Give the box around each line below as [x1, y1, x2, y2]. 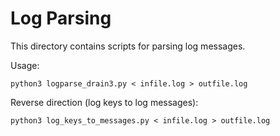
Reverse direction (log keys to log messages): [10, 96, 199, 108]
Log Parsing [10, 7, 112, 30]
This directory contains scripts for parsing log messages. [10, 40, 246, 52]
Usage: [10, 59, 40, 71]
